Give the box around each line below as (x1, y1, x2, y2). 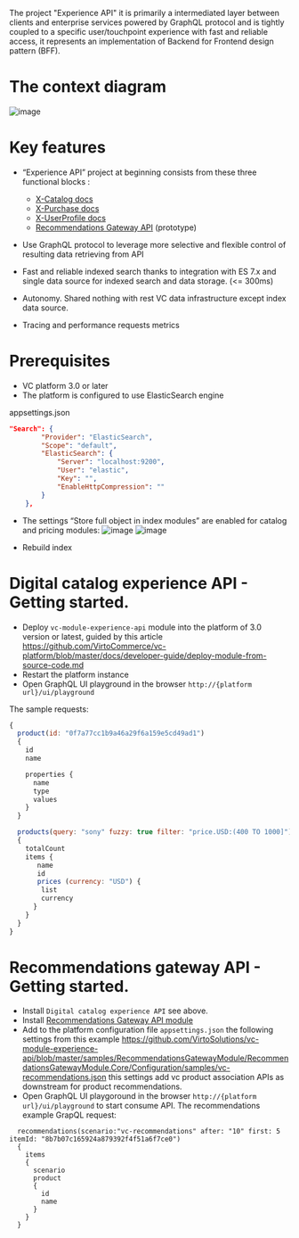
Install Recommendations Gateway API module (21, 1015, 194, 1026)
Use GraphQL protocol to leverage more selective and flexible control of (21, 239, 287, 250)
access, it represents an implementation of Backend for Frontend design (9, 36, 274, 46)
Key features (9, 137, 107, 158)
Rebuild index (21, 541, 73, 552)
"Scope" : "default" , (41, 441, 117, 450)
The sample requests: (9, 704, 89, 714)
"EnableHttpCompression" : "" (56, 482, 166, 491)
